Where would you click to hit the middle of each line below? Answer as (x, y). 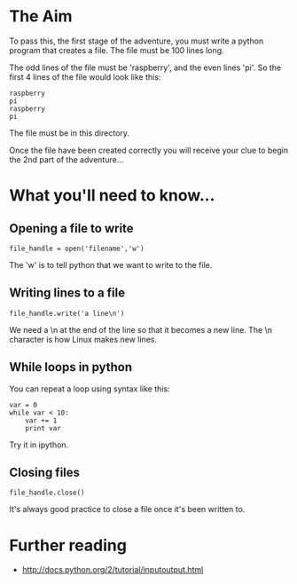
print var (43, 428)
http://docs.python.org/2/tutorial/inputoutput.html (113, 570)
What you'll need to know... (112, 196)
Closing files (45, 472)
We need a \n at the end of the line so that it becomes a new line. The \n (141, 329)
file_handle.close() (47, 493)
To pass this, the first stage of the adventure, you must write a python (137, 41)
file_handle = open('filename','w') (77, 249)
